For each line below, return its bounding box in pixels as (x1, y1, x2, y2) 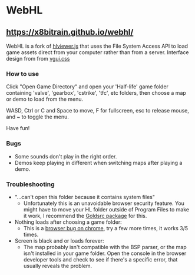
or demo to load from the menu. (6, 95, 84, 103)
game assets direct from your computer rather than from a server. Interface (6, 49, 189, 56)
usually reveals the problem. (23, 262, 92, 269)
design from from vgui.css (6, 55, 70, 62)
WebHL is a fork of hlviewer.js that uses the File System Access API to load (6, 42, 189, 49)
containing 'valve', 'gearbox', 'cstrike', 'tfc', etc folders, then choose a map (6, 90, 187, 97)
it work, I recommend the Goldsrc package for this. (23, 212, 147, 219)
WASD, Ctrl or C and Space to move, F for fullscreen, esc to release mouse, (6, 107, 190, 114)
